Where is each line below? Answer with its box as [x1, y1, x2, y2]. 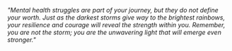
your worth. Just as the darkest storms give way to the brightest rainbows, [7, 13, 225, 22]
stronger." [7, 36, 37, 44]
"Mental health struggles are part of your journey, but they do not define [7, 6, 219, 14]
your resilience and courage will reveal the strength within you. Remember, [7, 21, 226, 29]
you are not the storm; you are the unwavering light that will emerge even [7, 28, 221, 36]
